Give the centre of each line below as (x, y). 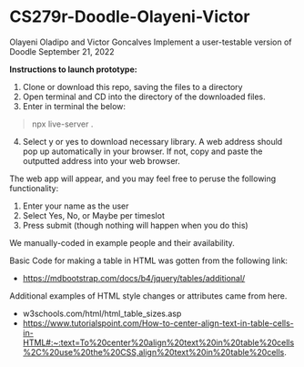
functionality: (34, 188)
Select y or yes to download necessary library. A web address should (152, 141)
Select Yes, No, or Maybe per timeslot (94, 215)
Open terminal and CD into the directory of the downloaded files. (144, 97)
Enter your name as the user (76, 206)
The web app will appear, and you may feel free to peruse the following (143, 178)
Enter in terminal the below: (74, 106)
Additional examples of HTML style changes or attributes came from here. (148, 296)
